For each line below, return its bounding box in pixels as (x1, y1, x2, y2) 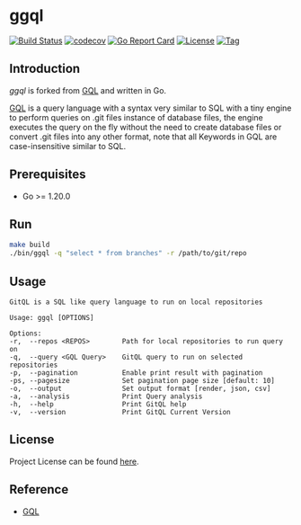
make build (9, 240, 50, 250)
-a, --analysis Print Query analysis (9, 392, 203, 401)
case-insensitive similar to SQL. (9, 140, 127, 151)
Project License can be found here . (9, 456, 139, 467)
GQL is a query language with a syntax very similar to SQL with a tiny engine (9, 102, 292, 113)
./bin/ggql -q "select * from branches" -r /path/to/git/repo (9, 249, 247, 258)
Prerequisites (9, 167, 86, 182)
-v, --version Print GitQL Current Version (9, 407, 231, 416)
